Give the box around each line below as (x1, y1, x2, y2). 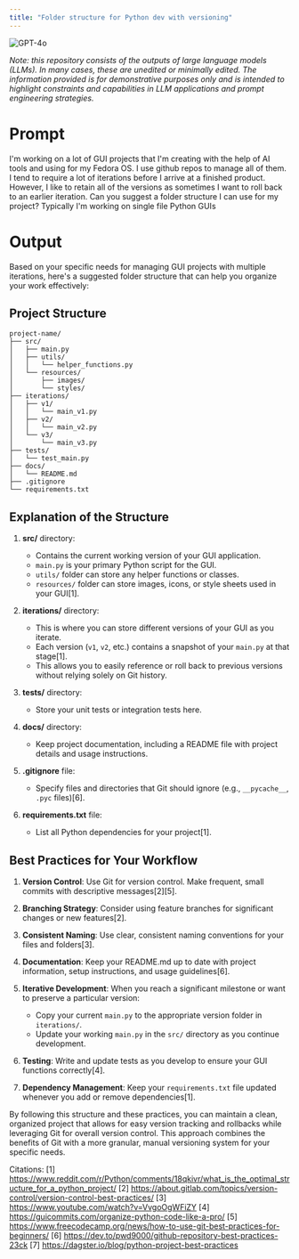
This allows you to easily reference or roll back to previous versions (35, 661, 283, 671)
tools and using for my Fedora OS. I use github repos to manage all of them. (9, 162, 287, 174)
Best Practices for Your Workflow (9, 852, 198, 868)
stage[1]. (35, 651, 69, 662)
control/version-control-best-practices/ (9, 1192, 154, 1203)
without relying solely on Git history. (35, 670, 167, 681)
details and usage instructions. (35, 749, 149, 759)
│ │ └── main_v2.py (9, 423, 98, 432)
